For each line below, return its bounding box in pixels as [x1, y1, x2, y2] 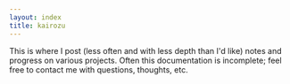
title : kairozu [9, 21, 66, 30]
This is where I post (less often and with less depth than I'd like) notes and [9, 45, 282, 56]
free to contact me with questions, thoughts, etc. [9, 64, 189, 75]
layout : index [9, 12, 62, 22]
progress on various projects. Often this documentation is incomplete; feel [9, 55, 283, 65]
